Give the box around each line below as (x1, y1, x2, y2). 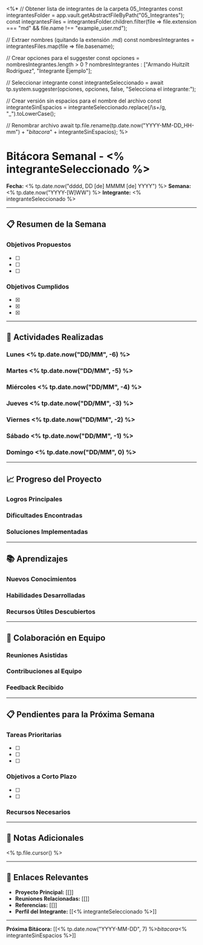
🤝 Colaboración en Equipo (6, 633, 106, 643)
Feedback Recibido (6, 683, 64, 692)
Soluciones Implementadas (6, 527, 88, 536)
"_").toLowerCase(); (6, 110, 56, 117)
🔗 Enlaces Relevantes (6, 872, 89, 883)
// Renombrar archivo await (6, 122, 74, 129)
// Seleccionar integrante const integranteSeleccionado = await (6, 79, 164, 86)
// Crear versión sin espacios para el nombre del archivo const (6, 97, 162, 104)
